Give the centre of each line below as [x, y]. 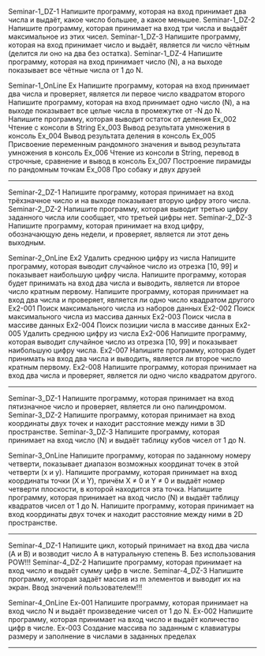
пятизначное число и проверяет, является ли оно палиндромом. [118, 407]
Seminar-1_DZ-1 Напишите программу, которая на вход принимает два [127, 11]
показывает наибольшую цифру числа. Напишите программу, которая [127, 275]
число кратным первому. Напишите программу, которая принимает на [129, 291]
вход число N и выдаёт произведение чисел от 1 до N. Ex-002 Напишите [131, 611]
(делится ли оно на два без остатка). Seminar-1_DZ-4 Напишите [116, 53]
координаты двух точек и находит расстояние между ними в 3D [117, 423]
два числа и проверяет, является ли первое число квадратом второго [127, 94]
